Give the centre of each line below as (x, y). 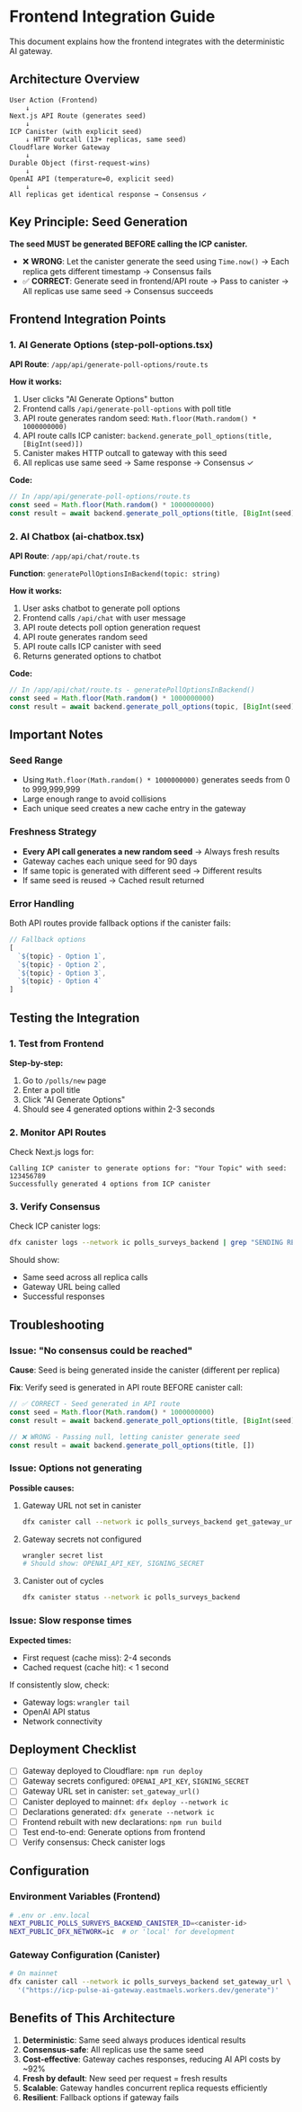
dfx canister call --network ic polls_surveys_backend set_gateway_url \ (151, 1982)
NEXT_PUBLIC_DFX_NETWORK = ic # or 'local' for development (122, 1932)
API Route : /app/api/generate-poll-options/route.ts (109, 364)
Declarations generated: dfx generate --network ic (118, 1812)
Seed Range (36, 760)
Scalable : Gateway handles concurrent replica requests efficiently (145, 2088)
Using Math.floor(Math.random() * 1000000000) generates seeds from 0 (156, 780)
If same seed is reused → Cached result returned (113, 880)
